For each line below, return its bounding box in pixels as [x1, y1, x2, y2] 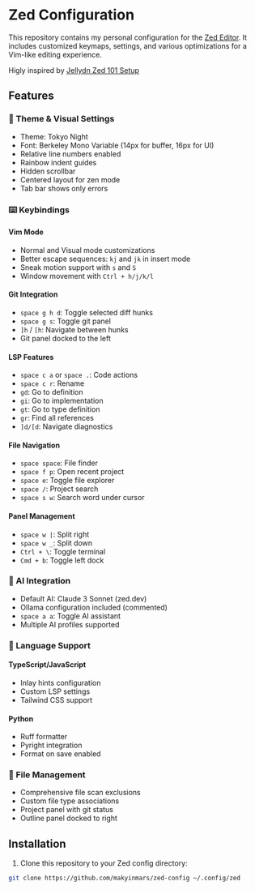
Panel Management [8, 511, 75, 520]
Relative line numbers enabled [19, 148, 121, 159]
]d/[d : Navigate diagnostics [19, 421, 113, 431]
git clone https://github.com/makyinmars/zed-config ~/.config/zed [8, 874, 241, 883]
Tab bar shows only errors [19, 183, 108, 193]
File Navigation [8, 440, 61, 450]
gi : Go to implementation [19, 396, 104, 406]
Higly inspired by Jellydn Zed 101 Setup [8, 65, 140, 75]
